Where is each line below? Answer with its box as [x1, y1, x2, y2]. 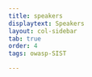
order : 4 [8, 42, 38, 50]
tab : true [8, 34, 42, 43]
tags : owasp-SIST [8, 49, 67, 58]
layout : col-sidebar [8, 27, 78, 35]
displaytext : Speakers [8, 19, 85, 28]
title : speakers [8, 11, 63, 20]
